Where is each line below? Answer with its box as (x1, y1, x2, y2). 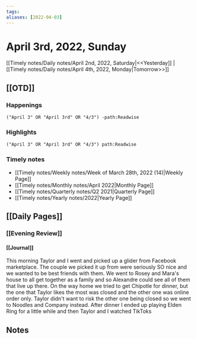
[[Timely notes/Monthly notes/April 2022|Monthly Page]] (14, 181, 154, 189)
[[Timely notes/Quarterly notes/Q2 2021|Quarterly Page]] (14, 188, 155, 195)
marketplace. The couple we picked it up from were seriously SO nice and (6, 263, 187, 271)
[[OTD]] (6, 83, 35, 93)
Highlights (6, 128, 37, 137)
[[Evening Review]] (6, 230, 62, 238)
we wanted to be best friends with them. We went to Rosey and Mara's (6, 270, 179, 277)
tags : (6, 8, 20, 15)
